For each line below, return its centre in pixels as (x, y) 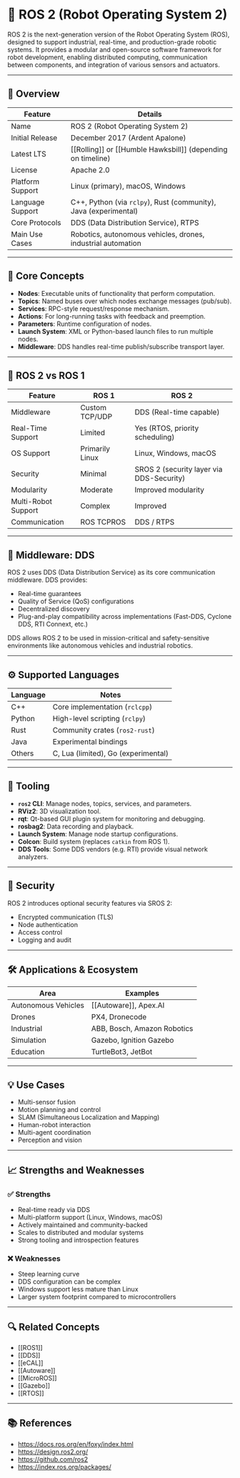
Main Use (27, 234)
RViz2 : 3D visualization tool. (59, 811)
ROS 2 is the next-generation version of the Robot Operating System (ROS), (119, 34)
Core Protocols (36, 222)
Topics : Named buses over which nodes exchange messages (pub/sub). (125, 301)
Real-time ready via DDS (54, 1209)
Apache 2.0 (90, 169)
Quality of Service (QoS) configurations (76, 601)
